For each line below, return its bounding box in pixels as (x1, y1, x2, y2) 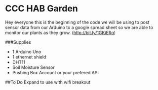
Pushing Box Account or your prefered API (12, 69, 99, 75)
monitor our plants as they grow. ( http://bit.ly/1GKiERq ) (5, 30, 116, 35)
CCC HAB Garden (5, 3, 78, 14)
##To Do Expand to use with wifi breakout (5, 79, 90, 85)
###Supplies (5, 39, 31, 45)
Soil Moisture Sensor (12, 64, 55, 70)
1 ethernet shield (12, 54, 46, 60)
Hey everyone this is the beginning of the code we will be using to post (5, 19, 150, 25)
